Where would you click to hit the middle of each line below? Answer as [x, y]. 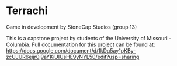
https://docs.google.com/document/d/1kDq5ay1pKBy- [71, 50]
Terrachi [27, 11]
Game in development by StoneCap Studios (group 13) [72, 27]
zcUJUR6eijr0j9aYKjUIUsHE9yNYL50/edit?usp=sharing [73, 57]
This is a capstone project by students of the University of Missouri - [89, 38]
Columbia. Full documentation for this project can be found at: [81, 44]
